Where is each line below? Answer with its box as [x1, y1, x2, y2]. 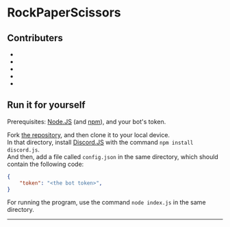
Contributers [7, 32, 64, 44]
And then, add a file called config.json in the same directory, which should [7, 152, 219, 160]
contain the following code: [7, 160, 84, 168]
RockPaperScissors [7, 5, 121, 21]
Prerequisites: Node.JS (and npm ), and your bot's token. [7, 117, 166, 126]
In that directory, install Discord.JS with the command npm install [7, 138, 194, 146]
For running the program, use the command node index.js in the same [7, 198, 207, 206]
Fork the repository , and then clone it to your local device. [7, 130, 170, 139]
